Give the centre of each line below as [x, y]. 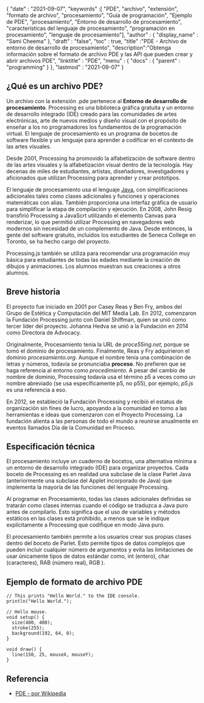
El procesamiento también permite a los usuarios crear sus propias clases [99, 537]
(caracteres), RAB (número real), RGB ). [56, 563]
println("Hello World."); [39, 601]
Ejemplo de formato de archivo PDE [75, 582]
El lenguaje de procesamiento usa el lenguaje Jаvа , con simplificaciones [97, 189]
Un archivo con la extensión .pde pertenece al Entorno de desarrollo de [97, 101]
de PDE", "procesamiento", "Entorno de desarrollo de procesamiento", [94, 22]
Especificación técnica [51, 447]
